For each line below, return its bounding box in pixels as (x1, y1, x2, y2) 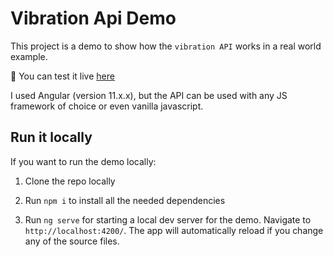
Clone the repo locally (24, 175, 116, 187)
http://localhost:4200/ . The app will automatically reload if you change (24, 224, 324, 236)
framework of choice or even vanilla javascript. (10, 100, 204, 112)
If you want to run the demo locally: (10, 155, 157, 167)
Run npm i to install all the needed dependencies (24, 194, 226, 206)
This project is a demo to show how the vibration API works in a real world (10, 40, 322, 52)
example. (10, 50, 48, 62)
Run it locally (10, 129, 93, 146)
